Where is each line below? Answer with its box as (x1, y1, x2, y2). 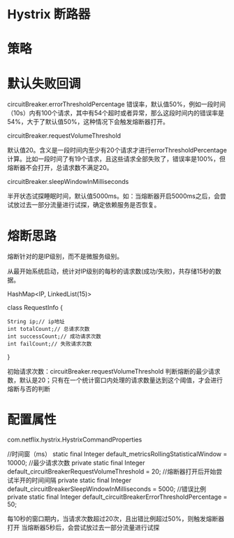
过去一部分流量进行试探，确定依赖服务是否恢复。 (19, 201, 161, 209)
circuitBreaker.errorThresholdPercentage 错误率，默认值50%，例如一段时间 (7, 100, 226, 108)
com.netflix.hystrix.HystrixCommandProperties (7, 435, 142, 444)
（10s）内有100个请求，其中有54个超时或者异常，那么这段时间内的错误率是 (7, 109, 225, 118)
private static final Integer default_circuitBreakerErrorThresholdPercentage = (7, 493, 228, 501)
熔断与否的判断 (7, 385, 50, 393)
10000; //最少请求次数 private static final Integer (7, 459, 145, 467)
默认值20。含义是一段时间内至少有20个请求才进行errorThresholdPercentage (7, 146, 227, 155)
